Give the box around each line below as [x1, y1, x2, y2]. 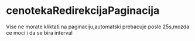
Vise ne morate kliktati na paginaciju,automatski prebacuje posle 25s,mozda [6, 23, 190, 30]
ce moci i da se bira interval [6, 29, 73, 36]
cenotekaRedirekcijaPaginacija [6, 4, 160, 17]
